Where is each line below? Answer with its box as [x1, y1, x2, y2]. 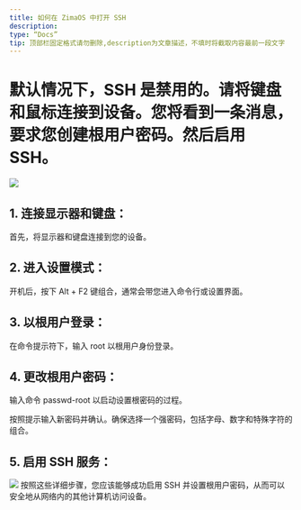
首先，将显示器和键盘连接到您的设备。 [9, 232, 151, 241]
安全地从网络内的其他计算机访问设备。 [9, 491, 151, 502]
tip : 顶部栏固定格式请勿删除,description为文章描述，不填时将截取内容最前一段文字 [9, 38, 286, 48]
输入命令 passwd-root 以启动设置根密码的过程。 [9, 395, 187, 405]
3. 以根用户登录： [9, 314, 106, 330]
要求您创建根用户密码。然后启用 [9, 125, 246, 145]
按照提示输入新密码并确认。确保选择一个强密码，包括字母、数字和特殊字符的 [9, 414, 293, 424]
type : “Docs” [9, 30, 58, 39]
